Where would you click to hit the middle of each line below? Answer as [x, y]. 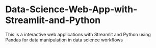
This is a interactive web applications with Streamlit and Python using [78, 34]
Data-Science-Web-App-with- [71, 9]
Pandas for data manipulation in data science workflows [64, 40]
